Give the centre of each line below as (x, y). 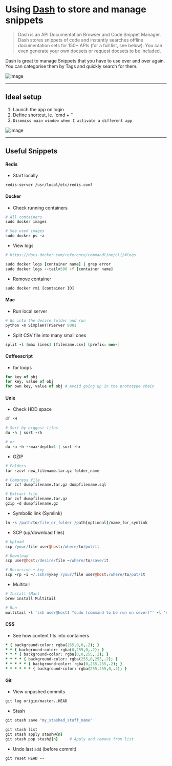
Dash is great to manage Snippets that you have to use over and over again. (85, 60)
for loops (22, 367)
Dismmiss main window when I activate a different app (72, 121)
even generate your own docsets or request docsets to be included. (89, 51)
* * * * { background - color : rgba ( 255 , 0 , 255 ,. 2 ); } (62, 659)
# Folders (16, 466)
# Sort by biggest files (32, 428)
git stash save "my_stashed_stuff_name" (49, 720)
